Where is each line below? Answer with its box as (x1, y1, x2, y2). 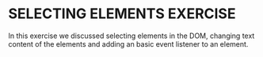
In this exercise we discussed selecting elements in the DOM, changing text (8, 31, 255, 40)
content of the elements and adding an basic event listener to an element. (8, 39, 249, 48)
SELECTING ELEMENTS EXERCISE (8, 5, 236, 23)
